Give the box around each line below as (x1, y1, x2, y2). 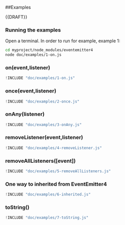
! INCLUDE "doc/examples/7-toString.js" (5, 215, 89, 220)
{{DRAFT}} (5, 14, 28, 20)
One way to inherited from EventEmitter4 (5, 180, 107, 187)
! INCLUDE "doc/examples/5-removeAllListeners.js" (5, 169, 111, 174)
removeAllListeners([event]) (5, 157, 76, 164)
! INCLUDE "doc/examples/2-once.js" (5, 99, 80, 104)
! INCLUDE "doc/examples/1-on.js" (5, 75, 75, 81)
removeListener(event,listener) (5, 134, 83, 141)
